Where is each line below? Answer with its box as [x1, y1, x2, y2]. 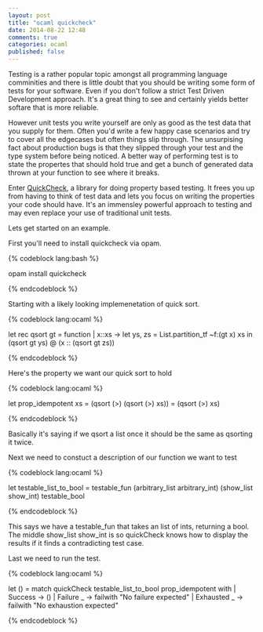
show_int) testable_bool [8, 492, 85, 500]
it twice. [8, 438, 34, 447]
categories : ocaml [8, 41, 68, 49]
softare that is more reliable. [8, 103, 99, 112]
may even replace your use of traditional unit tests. [8, 209, 173, 217]
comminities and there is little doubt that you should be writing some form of [8, 78, 255, 87]
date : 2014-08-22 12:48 [8, 26, 86, 34]
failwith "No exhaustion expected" [8, 601, 119, 610]
